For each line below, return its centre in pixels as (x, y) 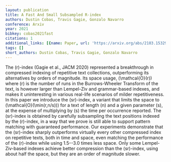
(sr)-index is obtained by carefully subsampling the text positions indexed (82, 116)
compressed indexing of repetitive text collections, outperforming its (77, 72)
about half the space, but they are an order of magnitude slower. (73, 154)
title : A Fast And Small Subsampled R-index (53, 15)
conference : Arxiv (25, 24)
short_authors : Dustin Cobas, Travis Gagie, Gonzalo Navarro (72, 52)
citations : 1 (19, 39)
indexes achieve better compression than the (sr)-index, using (93, 148)
